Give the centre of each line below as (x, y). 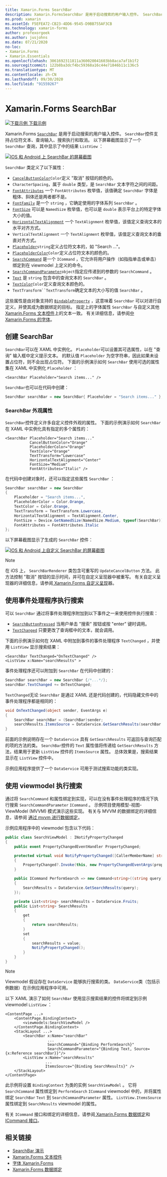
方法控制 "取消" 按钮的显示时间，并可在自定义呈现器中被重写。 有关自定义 (81, 577)
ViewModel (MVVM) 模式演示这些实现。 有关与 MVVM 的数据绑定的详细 (79, 811)
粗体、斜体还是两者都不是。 (41, 196)
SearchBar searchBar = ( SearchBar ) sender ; (59, 720)
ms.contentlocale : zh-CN (31, 75)
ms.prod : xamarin (23, 19)
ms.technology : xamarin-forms (37, 28)
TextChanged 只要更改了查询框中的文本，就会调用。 (64, 630)
